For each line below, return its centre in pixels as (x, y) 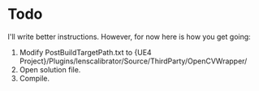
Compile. (35, 78)
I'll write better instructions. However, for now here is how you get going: (129, 37)
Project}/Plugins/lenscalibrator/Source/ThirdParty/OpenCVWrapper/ (133, 61)
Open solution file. (50, 69)
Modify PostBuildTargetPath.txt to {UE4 (85, 52)
